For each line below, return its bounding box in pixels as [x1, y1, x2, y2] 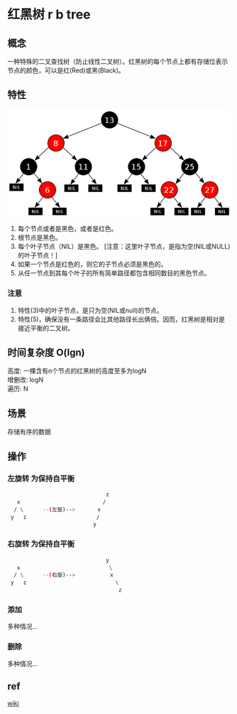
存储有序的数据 [7, 427, 51, 436]
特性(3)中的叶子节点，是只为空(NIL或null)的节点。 [17, 306, 163, 314]
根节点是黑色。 [17, 233, 62, 242]
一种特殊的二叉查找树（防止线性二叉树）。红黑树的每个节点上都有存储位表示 [7, 58, 228, 65]
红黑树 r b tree [7, 6, 91, 23]
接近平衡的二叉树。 [17, 324, 75, 332]
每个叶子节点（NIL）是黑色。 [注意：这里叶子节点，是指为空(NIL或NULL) [17, 243, 231, 251]
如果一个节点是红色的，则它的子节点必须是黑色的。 [17, 260, 167, 269]
